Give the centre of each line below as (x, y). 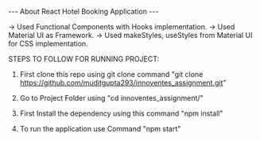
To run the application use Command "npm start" (100, 129)
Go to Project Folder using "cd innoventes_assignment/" (112, 98)
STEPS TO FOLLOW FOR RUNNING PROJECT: (84, 59)
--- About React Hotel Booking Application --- (83, 11)
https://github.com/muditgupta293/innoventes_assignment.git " (123, 83)
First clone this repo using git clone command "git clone (111, 74)
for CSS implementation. (49, 44)
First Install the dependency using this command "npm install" (121, 113)
